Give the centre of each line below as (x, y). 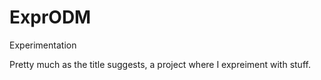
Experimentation (43, 45)
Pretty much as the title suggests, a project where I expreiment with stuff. (160, 64)
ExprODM (50, 17)
